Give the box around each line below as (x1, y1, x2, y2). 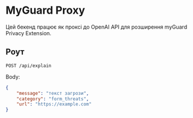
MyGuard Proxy (5, 4, 85, 17)
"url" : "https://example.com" (16, 101, 92, 107)
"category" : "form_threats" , (16, 96, 89, 102)
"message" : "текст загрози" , (16, 90, 89, 96)
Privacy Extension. (5, 29, 52, 36)
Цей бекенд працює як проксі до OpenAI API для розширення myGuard (5, 23, 188, 30)
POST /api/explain (5, 63, 52, 69)
